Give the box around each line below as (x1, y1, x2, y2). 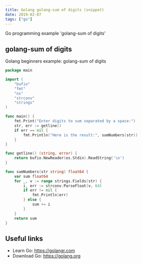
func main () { (5, 114, 35, 119)
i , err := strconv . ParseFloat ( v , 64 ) (23, 183, 102, 188)
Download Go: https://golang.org (12, 253, 81, 259)
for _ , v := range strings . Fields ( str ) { (14, 178, 102, 183)
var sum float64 (14, 174, 49, 179)
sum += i (32, 202, 51, 207)
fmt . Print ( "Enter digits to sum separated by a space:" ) (14, 119, 136, 124)
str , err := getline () (14, 123, 62, 128)
